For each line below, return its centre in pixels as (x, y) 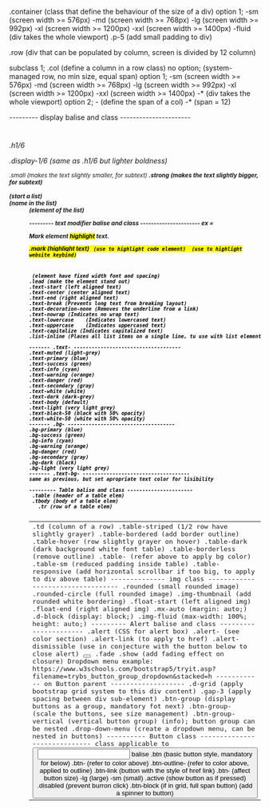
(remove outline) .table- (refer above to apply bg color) (142, 556)
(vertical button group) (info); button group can (161, 721)
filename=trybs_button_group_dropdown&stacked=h (122, 676)
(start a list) (26, 196)
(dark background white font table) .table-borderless (134, 549)
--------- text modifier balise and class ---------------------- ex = (121, 223)
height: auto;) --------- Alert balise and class (124, 623)
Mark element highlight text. (69, 236)
